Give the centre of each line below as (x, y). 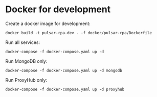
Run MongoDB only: (26, 61)
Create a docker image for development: (48, 23)
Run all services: (23, 42)
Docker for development (58, 9)
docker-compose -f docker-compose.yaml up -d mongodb (64, 70)
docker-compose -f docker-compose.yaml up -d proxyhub (65, 89)
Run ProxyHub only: (26, 80)
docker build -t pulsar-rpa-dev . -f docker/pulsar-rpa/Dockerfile (79, 33)
